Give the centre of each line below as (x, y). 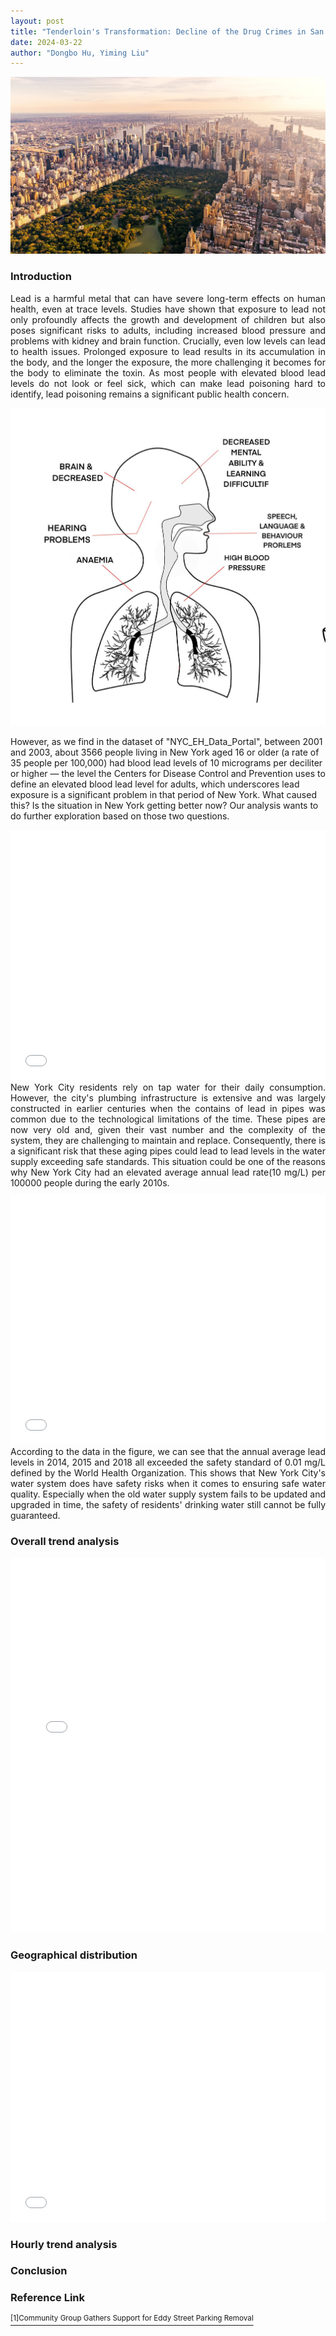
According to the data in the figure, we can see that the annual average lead (168, 1452)
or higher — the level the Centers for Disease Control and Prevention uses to (168, 774)
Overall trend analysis (65, 1541)
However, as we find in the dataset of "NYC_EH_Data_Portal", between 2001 (166, 742)
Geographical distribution (74, 1955)
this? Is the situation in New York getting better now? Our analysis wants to (164, 806)
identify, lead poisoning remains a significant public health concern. (150, 394)
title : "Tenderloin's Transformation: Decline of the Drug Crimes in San (167, 31)
